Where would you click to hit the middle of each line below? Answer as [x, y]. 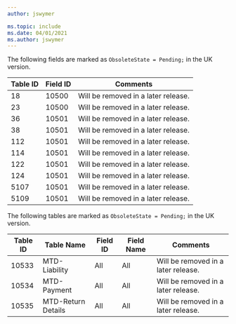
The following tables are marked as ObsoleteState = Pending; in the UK [111, 216]
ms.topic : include [34, 26]
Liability [55, 270]
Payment [57, 290]
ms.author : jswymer [36, 39]
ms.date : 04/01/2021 [38, 33]
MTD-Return [64, 302]
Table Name [65, 245]
